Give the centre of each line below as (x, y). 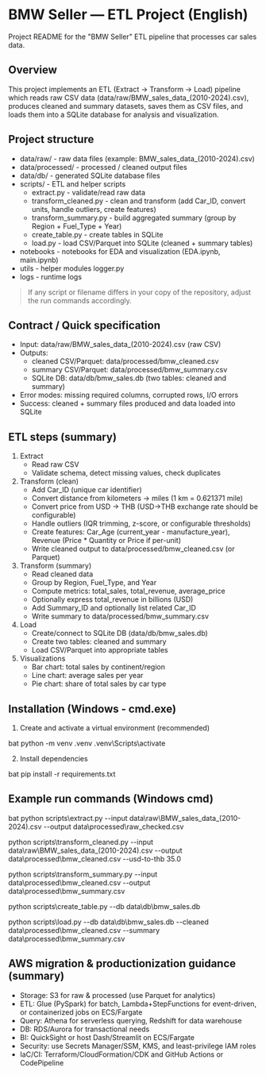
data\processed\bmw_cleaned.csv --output (79, 882)
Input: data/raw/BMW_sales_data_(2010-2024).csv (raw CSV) (120, 345)
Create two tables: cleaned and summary (99, 642)
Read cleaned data (62, 574)
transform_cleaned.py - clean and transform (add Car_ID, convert (139, 201)
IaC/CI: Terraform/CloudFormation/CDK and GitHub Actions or (121, 1054)
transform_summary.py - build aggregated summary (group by (134, 218)
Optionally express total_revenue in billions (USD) (112, 599)
